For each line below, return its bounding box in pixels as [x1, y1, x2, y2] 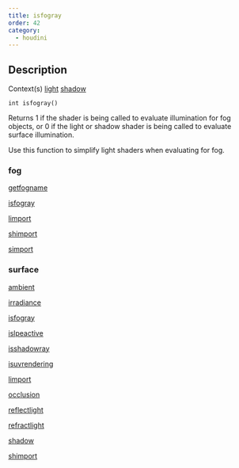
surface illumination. [8, 130, 74, 139]
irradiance [8, 298, 42, 307]
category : [8, 26, 41, 34]
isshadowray [8, 344, 50, 353]
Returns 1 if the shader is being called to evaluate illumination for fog [8, 113, 231, 123]
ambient [8, 282, 36, 291]
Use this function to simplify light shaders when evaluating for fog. [8, 146, 226, 155]
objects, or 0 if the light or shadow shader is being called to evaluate [8, 122, 232, 131]
